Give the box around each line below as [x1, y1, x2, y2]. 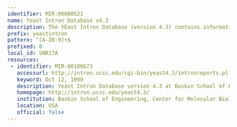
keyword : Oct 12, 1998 [16, 75, 83, 83]
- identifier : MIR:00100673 [10, 63, 93, 70]
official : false [16, 109, 65, 116]
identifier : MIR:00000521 [7, 10, 83, 18]
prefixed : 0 [7, 43, 42, 50]
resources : [7, 56, 39, 64]
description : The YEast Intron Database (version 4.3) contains [7, 23, 200, 30]
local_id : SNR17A [7, 50, 59, 57]
